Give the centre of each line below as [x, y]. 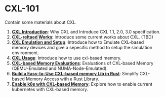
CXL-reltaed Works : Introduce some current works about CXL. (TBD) [82, 37]
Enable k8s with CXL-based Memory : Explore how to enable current [82, 84]
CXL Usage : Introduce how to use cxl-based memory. [66, 58]
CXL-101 [22, 9]
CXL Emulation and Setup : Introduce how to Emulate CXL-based [78, 42]
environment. [25, 53]
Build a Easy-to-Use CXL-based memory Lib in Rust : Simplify [75, 73]
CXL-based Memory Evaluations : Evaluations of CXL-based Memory [82, 63]
